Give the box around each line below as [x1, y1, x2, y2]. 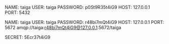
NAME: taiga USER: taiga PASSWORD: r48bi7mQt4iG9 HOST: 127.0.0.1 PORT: [5, 19, 164, 25]
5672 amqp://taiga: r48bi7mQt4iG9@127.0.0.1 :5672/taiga [5, 24, 121, 30]
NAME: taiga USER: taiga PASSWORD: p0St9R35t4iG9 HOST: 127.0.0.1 [5, 4, 150, 10]
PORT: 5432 [5, 9, 30, 15]
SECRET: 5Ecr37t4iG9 [5, 34, 51, 40]
